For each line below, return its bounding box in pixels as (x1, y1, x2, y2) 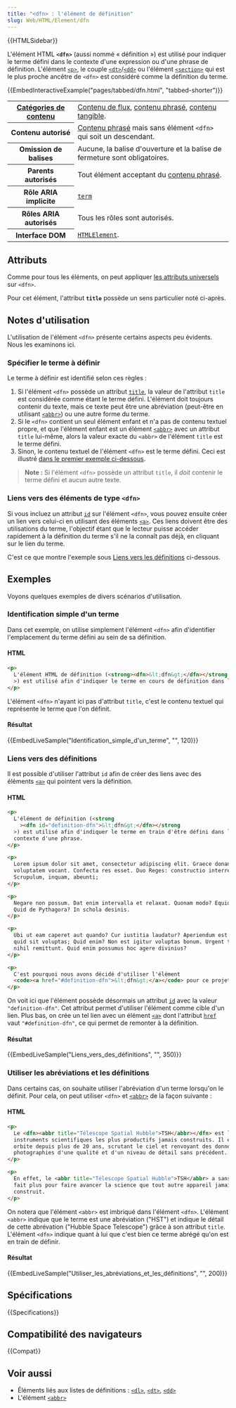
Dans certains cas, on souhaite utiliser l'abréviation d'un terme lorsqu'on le (7, 1084, 224, 1092)
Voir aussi (7, 1367, 52, 1379)
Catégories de (16, 103, 65, 112)
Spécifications (7, 1289, 72, 1301)
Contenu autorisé (11, 128, 71, 137)
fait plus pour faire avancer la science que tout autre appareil (13, 1182, 212, 1189)
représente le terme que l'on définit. (7, 704, 111, 713)
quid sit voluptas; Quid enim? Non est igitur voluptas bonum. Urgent (13, 938, 225, 945)
